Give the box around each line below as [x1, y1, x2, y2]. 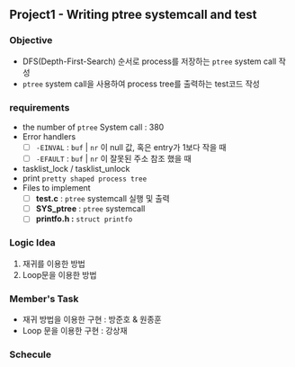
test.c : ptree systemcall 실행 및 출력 [35, 193, 170, 204]
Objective [9, 34, 53, 47]
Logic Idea [9, 237, 56, 249]
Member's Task [9, 292, 79, 305]
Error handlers [22, 130, 76, 142]
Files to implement [22, 183, 92, 193]
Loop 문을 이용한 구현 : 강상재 [22, 325, 128, 336]
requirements [9, 101, 70, 113]
